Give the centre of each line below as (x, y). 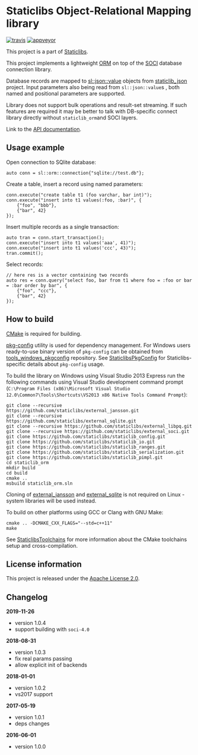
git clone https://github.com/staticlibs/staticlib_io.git (81, 442)
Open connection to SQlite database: (51, 162)
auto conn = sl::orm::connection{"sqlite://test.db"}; (75, 173)
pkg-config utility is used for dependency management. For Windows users (98, 345)
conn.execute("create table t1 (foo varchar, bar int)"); (79, 195)
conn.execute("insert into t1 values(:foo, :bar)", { (74, 200)
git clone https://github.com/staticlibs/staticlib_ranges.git (86, 447)
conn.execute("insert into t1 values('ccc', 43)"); (71, 248)
